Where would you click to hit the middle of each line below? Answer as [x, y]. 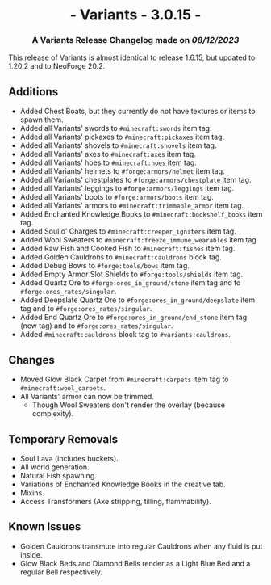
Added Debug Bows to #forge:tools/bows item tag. [104, 266]
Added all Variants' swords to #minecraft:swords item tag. [116, 128]
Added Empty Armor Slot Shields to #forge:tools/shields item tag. [131, 274]
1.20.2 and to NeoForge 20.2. [57, 66]
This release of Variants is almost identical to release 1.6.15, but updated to [132, 57]
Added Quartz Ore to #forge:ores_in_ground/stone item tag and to [130, 283]
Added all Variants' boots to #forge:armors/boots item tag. [117, 197]
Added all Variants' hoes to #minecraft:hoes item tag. [108, 162]
